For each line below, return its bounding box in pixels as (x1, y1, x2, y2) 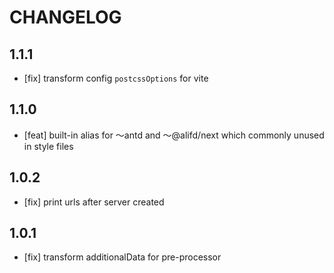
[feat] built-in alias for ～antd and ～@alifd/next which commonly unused (23, 129, 325, 141)
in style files (23, 140, 74, 152)
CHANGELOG (9, 6, 122, 29)
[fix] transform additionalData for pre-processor (23, 251, 222, 263)
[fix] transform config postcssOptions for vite (23, 72, 209, 84)
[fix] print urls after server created (23, 196, 165, 208)
